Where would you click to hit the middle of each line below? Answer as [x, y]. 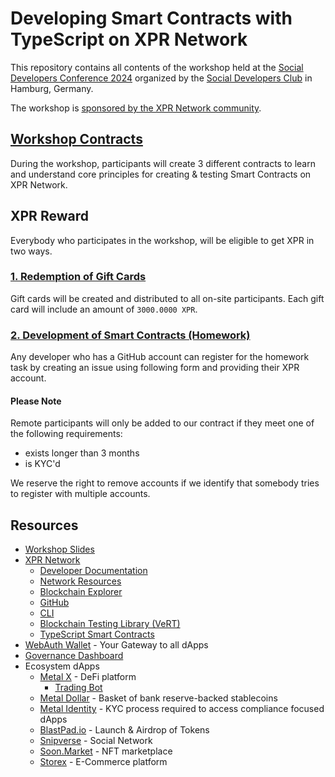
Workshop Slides [59, 549]
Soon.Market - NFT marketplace [106, 751]
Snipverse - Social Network [96, 741]
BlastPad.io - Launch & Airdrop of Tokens [124, 730]
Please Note [36, 401]
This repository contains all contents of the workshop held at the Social [157, 67]
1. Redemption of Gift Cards [78, 277]
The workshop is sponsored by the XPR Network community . [136, 108]
